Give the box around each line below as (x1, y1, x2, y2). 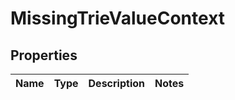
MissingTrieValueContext (10, 7, 226, 30)
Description (88, 77, 145, 90)
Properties (10, 47, 78, 64)
